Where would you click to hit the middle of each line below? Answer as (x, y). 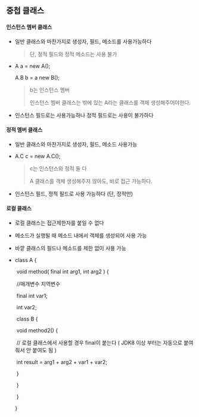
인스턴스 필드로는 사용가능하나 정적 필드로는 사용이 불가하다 (84, 115)
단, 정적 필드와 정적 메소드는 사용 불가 (73, 54)
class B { (27, 319)
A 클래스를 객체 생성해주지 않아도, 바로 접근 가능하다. (91, 181)
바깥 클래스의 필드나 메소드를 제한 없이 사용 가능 (70, 248)
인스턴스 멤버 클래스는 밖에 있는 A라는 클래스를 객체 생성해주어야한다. (110, 102)
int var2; (27, 307)
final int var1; (32, 296)
